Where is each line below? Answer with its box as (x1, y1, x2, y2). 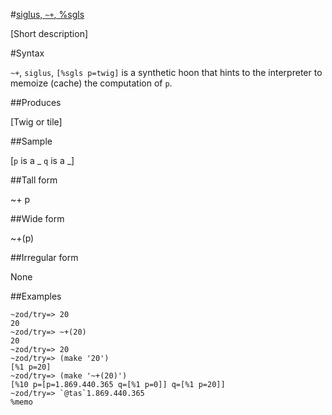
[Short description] (10, 28, 89, 39)
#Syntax (10, 47, 45, 59)
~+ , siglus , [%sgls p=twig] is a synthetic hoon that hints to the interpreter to (10, 67, 323, 78)
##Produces (10, 97, 62, 108)
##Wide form (10, 213, 65, 224)
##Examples (10, 290, 62, 302)
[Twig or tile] (10, 116, 63, 128)
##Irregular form (10, 252, 79, 263)
